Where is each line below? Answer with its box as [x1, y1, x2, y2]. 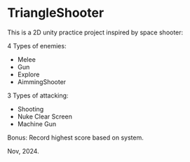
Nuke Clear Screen [17, 112, 72, 121]
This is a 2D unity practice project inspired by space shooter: [7, 28, 184, 36]
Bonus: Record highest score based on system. [7, 133, 144, 142]
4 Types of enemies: [7, 41, 67, 50]
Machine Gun [17, 119, 57, 128]
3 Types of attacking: [7, 91, 69, 100]
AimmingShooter [17, 77, 67, 86]
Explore [17, 70, 40, 79]
